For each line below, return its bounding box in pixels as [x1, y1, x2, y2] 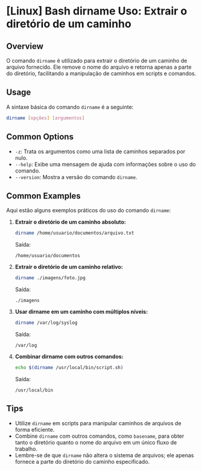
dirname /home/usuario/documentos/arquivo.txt [14, 230, 134, 236]
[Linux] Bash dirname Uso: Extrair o [6, 4, 188, 18]
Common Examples [6, 191, 81, 201]
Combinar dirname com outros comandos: [14, 353, 124, 360]
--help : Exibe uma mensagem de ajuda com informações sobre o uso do [14, 160, 196, 168]
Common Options [6, 131, 74, 142]
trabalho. [14, 445, 38, 452]
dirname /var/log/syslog [14, 320, 78, 326]
